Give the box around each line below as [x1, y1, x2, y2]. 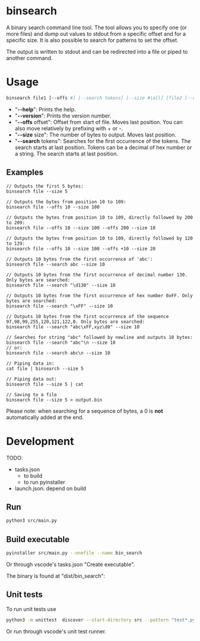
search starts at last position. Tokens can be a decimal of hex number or [14, 144, 192, 151]
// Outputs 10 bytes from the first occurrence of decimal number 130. [6, 272, 187, 278]
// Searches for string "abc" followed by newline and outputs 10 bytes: [6, 334, 193, 340]
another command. [6, 54, 53, 61]
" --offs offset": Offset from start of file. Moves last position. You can [14, 118, 183, 126]
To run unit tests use [6, 605, 57, 612]
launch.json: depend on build [14, 484, 86, 492]
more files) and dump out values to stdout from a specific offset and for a [6, 30, 186, 37]
